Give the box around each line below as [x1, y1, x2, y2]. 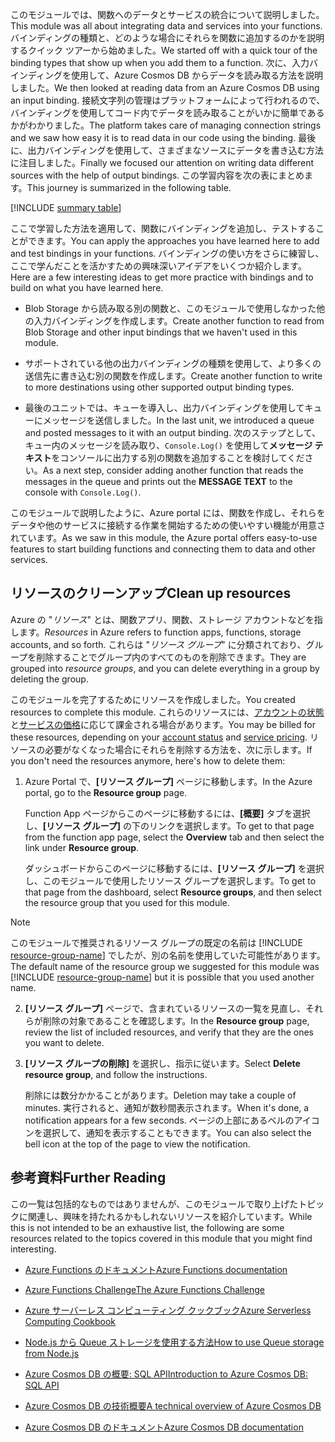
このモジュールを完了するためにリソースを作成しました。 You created [10, 693, 296, 705]
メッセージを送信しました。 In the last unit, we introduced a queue [42, 414, 315, 426]
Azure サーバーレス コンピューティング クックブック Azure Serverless [24, 1304, 312, 1316]
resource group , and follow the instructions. [24, 1068, 208, 1080]
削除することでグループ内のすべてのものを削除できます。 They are [36, 651, 307, 663]
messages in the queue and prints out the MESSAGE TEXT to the [24, 476, 293, 487]
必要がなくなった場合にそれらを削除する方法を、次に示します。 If [44, 743, 313, 755]
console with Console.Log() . [24, 486, 142, 498]
